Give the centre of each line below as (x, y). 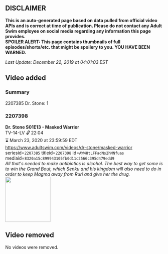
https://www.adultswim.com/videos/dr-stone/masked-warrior (69, 147)
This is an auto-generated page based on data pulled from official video (81, 20)
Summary (18, 92)
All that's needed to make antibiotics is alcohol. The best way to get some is (84, 163)
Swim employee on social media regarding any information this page (78, 31)
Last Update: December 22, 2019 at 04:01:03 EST (57, 62)
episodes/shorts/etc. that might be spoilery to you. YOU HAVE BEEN (78, 47)
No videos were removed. (32, 247)
